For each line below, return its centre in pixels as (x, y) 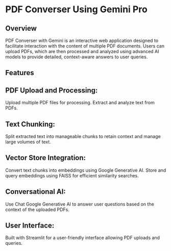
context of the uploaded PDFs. (38, 209)
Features (20, 73)
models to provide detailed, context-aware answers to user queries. (77, 57)
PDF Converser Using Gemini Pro (77, 9)
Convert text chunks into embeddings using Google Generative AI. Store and (86, 170)
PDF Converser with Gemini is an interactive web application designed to (82, 40)
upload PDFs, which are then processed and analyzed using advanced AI (82, 51)
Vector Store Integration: (45, 158)
